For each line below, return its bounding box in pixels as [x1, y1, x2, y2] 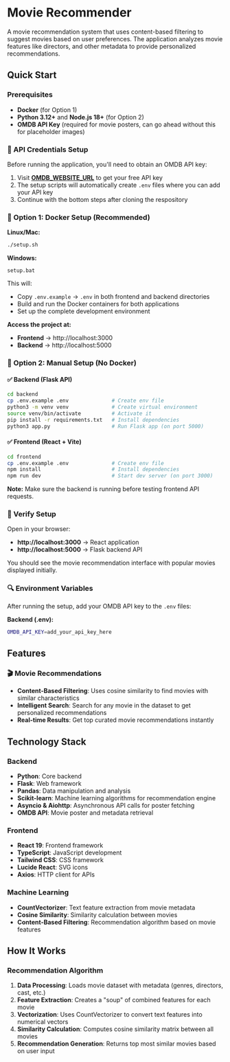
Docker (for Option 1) [16, 105, 78, 114]
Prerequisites [7, 90, 53, 100]
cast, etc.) [16, 988, 46, 997]
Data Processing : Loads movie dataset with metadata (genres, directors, [16, 981, 223, 990]
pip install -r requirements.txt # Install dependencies [7, 416, 180, 423]
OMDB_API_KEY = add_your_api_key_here [7, 629, 112, 635]
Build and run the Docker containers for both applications [16, 300, 180, 308]
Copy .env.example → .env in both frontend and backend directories [16, 293, 210, 301]
